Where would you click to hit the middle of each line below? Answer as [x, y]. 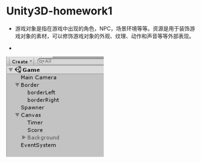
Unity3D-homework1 [59, 11]
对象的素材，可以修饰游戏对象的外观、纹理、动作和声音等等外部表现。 [107, 36]
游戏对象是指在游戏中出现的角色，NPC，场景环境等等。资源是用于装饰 [102, 28]
